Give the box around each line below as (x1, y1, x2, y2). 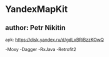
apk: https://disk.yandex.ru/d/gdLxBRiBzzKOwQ (5, 36, 104, 42)
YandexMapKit (5, 3, 68, 15)
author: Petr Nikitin (5, 23, 66, 32)
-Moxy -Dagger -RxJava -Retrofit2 (5, 46, 76, 52)
